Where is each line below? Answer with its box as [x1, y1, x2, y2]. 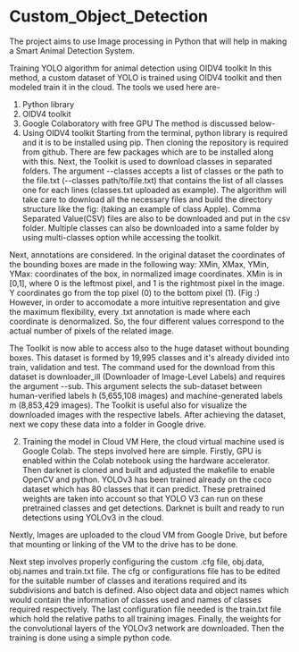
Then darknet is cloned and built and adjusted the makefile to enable [21, 464, 275, 475]
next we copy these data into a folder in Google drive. [9, 419, 207, 429]
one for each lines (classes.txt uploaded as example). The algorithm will [21, 184, 287, 195]
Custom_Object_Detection [9, 6, 208, 27]
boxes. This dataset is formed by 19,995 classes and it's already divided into [9, 351, 290, 363]
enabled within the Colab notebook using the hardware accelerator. [21, 454, 270, 466]
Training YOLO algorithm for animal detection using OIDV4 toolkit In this [9, 63, 272, 73]
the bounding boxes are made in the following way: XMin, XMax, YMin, [9, 258, 270, 269]
